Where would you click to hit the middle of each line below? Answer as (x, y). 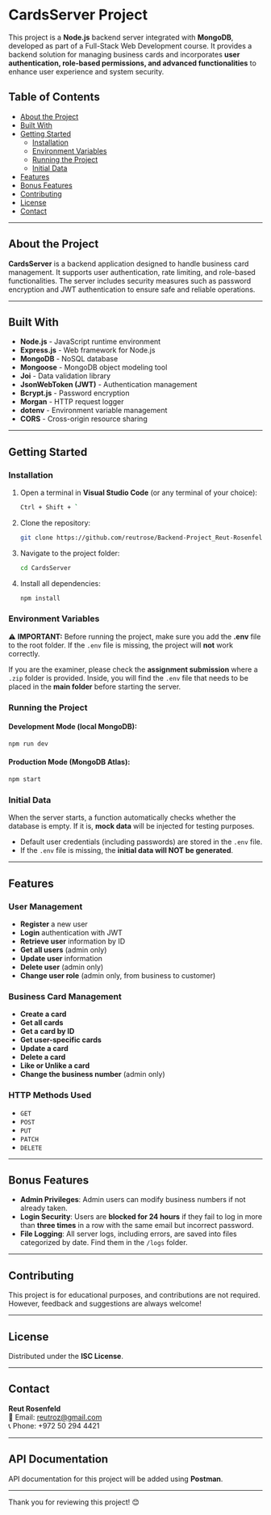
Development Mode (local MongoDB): (73, 727)
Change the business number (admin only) (92, 1074)
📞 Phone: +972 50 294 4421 (54, 1425)
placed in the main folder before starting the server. (95, 686)
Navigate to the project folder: (70, 553)
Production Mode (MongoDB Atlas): (69, 762)
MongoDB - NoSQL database (69, 359)
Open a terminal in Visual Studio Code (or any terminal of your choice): (139, 493)
